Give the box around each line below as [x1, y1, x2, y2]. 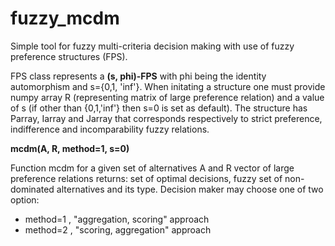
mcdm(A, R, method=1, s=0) [10, 142, 130, 154]
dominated [10, 183, 55, 195]
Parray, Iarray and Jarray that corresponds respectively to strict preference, [10, 112, 323, 124]
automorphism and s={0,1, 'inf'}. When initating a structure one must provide [10, 80, 326, 92]
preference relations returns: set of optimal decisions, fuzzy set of [10, 172, 283, 184]
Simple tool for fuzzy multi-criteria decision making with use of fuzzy [10, 40, 295, 52]
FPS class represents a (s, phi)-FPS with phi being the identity [10, 70, 267, 82]
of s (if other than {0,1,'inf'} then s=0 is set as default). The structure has [10, 102, 308, 114]
